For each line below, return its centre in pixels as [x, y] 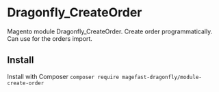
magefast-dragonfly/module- [162, 77]
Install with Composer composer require [63, 76]
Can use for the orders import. [50, 38]
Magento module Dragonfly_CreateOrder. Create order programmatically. [110, 31]
